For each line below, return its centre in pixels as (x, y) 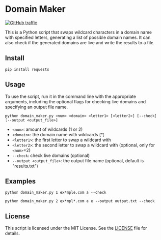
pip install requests (27, 69)
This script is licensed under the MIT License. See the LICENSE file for (76, 228)
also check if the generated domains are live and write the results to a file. (80, 42)
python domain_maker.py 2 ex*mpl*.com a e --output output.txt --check (80, 201)
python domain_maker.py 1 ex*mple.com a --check (56, 193)
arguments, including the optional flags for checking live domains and (76, 101)
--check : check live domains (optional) (51, 155)
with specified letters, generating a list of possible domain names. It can (78, 37)
